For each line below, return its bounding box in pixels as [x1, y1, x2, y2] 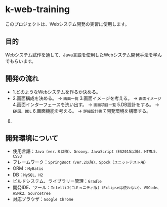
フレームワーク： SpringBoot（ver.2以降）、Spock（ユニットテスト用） [12, 159, 148, 165]
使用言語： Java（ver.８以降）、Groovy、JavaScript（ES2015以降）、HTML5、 [12, 148, 160, 154]
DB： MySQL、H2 [12, 171, 44, 178]
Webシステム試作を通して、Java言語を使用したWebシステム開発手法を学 [5, 52, 158, 58]
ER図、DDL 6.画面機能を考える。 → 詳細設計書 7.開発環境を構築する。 [12, 108, 151, 114]
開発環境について [5, 133, 59, 143]
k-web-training [5, 4, 70, 15]
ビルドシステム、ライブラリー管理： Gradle [12, 178, 102, 184]
